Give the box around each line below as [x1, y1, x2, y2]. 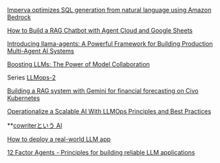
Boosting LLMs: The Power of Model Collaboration [7, 60, 150, 68]
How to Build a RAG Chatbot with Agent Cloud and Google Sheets [7, 27, 193, 34]
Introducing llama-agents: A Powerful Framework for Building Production [7, 40, 213, 47]
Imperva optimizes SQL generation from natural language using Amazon [7, 6, 212, 14]
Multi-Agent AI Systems [7, 47, 74, 55]
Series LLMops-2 [7, 73, 56, 81]
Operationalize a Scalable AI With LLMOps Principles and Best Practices [7, 108, 212, 115]
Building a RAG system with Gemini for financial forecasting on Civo [7, 87, 199, 95]
